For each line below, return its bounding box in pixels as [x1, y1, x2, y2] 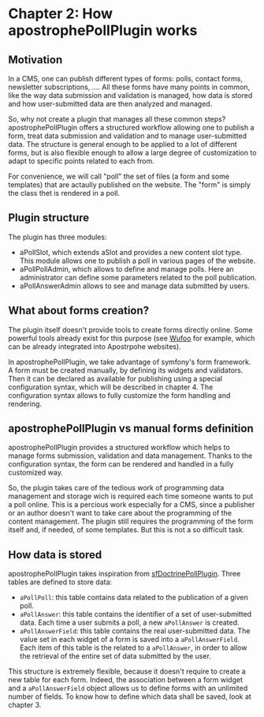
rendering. [8, 399, 42, 408]
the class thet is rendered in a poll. [8, 189, 121, 197]
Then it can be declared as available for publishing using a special [8, 374, 223, 383]
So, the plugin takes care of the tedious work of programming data [8, 483, 225, 493]
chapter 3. [8, 700, 42, 710]
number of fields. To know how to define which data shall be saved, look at [8, 692, 252, 701]
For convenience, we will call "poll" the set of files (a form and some [8, 171, 230, 181]
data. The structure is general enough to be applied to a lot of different [8, 140, 237, 148]
